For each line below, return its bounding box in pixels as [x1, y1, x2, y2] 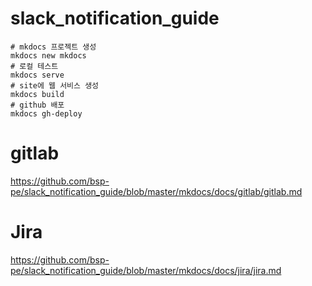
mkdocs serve [10, 70, 65, 80]
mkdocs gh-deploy [10, 108, 83, 119]
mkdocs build [10, 89, 65, 99]
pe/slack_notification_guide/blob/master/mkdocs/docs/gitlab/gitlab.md [10, 185, 303, 197]
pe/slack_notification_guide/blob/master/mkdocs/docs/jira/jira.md [10, 264, 282, 276]
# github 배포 [10, 100, 65, 110]
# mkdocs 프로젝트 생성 [10, 42, 97, 52]
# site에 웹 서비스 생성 [10, 80, 100, 91]
